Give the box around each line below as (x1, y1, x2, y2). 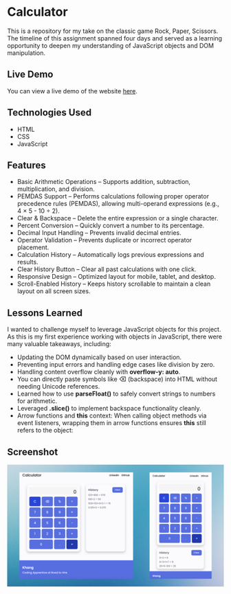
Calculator (7, 4, 68, 20)
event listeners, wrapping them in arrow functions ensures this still (16, 419, 206, 427)
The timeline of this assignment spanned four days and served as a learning (7, 34, 222, 42)
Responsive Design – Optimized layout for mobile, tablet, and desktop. (16, 273, 217, 281)
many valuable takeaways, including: (7, 340, 111, 348)
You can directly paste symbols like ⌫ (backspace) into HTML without (16, 375, 218, 383)
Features (7, 159, 46, 171)
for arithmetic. (16, 397, 58, 405)
